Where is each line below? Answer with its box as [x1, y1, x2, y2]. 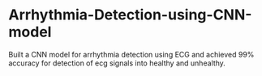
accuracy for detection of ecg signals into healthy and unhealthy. [8, 58, 225, 68]
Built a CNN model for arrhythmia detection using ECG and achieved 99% [8, 49, 255, 59]
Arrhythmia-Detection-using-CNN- [8, 6, 252, 24]
